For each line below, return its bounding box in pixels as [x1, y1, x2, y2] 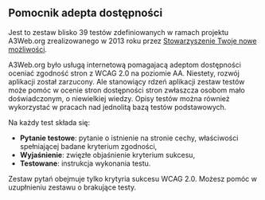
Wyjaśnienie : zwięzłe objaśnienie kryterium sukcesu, [19, 150, 196, 159]
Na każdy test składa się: [8, 117, 91, 127]
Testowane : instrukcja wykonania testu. [19, 159, 151, 168]
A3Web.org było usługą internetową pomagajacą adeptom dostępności [8, 60, 241, 69]
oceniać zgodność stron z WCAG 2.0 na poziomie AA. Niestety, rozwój [8, 68, 240, 78]
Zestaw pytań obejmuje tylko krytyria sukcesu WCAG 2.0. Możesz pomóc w [8, 174, 257, 183]
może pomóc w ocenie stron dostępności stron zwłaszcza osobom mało [8, 85, 245, 95]
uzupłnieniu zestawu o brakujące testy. [8, 182, 137, 192]
